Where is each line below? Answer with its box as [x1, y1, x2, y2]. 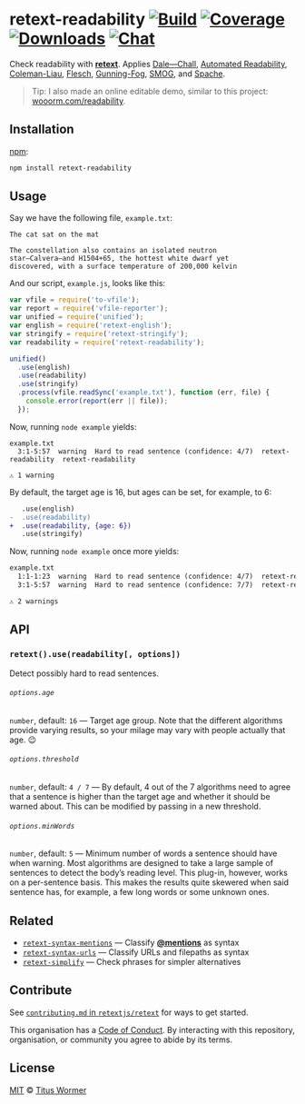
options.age [9, 689, 54, 698]
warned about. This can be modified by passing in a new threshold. [9, 801, 261, 811]
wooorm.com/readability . [31, 95, 126, 106]
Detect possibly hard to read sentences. [9, 668, 159, 679]
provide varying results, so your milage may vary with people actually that [9, 724, 286, 735]
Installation [9, 122, 74, 137]
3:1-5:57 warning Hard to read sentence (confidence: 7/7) [17, 581, 254, 590]
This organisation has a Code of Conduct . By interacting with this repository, [9, 1024, 295, 1035]
